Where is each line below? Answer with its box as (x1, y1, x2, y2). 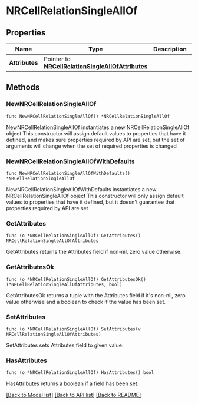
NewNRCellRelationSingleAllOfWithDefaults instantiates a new (6, 186, 157, 193)
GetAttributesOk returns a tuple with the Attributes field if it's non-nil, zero (6, 292, 186, 299)
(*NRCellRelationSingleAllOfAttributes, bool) (6, 282, 123, 287)
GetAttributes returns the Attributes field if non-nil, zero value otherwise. (6, 249, 182, 256)
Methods (6, 82, 40, 92)
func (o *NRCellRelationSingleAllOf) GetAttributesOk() (6, 276, 146, 282)
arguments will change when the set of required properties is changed (6, 143, 177, 150)
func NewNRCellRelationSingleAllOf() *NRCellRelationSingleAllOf (6, 113, 170, 119)
